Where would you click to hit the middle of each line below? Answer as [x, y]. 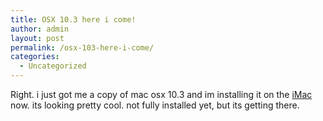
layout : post [37, 38]
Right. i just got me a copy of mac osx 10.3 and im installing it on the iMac [161, 94]
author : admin [40, 29]
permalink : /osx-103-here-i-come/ [82, 47]
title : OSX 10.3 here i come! [73, 19]
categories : [35, 57]
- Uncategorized [53, 66]
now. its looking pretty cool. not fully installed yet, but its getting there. [155, 105]
